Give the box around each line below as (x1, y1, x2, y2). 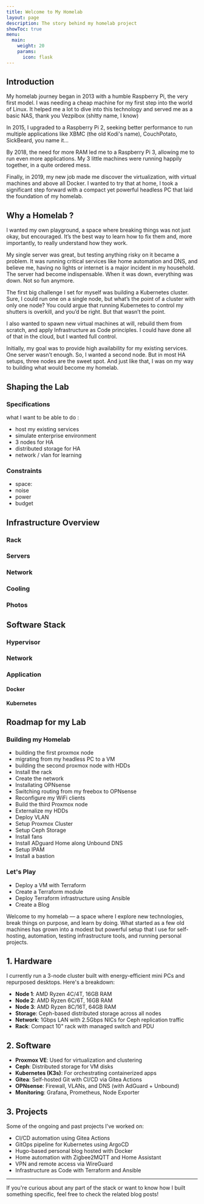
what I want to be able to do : (6, 413, 80, 421)
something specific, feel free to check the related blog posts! (6, 1191, 159, 1198)
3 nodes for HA (15, 438, 53, 446)
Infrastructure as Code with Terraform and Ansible (15, 1167, 141, 1174)
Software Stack (6, 620, 66, 630)
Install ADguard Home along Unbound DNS (15, 840, 123, 847)
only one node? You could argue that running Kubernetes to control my (6, 302, 184, 309)
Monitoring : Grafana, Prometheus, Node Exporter (15, 1089, 140, 1096)
